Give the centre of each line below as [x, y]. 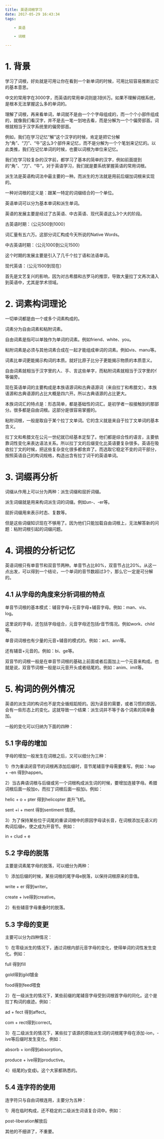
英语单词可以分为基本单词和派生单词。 [43, 203]
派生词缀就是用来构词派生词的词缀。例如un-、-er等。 [59, 502]
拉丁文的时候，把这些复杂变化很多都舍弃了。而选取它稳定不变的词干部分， [84, 449]
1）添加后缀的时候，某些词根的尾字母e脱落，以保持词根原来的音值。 [73, 876]
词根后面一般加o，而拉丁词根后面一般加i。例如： [54, 789]
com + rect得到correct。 [30, 1023]
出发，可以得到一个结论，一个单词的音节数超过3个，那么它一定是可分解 [81, 571]
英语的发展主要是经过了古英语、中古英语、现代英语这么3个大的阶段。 [75, 214]
